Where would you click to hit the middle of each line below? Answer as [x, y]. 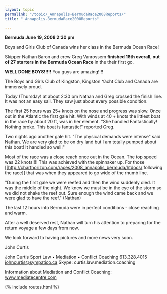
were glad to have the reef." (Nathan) [43, 198]
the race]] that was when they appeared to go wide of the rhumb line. [77, 173]
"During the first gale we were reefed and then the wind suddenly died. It [80, 183]
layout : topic [20, 10]
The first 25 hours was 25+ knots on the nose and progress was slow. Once [83, 111]
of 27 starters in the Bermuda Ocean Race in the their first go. [69, 62]
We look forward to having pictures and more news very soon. [69, 238]
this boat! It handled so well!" [35, 147]
